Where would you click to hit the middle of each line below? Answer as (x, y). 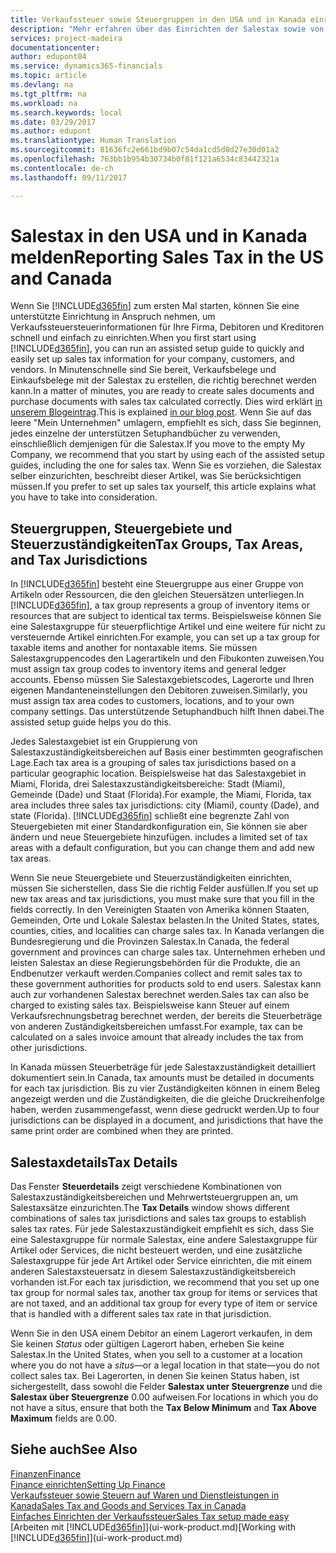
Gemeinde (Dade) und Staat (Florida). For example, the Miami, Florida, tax (161, 795)
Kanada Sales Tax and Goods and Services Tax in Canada (128, 1505)
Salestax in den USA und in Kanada (159, 235)
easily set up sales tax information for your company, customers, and (152, 359)
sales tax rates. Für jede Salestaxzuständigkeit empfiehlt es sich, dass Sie (162, 1229)
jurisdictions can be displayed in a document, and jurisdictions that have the (167, 1120)
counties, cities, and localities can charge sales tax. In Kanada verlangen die (167, 931)
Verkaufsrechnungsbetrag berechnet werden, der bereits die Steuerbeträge (166, 1016)
